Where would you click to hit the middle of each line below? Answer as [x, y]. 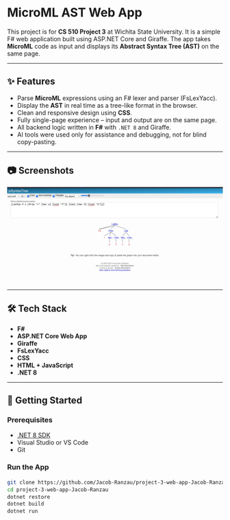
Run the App [28, 467]
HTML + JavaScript [45, 365]
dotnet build [26, 504]
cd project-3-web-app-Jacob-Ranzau [58, 489]
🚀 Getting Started [45, 400]
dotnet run [23, 511]
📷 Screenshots [40, 170]
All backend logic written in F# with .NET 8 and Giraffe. [94, 127]
